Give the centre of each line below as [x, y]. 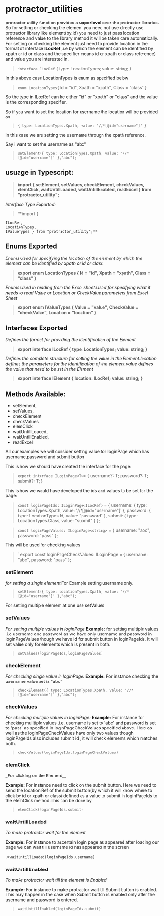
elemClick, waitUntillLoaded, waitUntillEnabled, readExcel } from [84, 189]
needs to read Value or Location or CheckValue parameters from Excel [77, 293]
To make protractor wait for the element [46, 832]
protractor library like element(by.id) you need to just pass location [72, 33]
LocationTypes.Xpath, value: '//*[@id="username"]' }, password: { [84, 511]
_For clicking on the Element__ [36, 775]
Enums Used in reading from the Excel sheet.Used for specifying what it [78, 287]
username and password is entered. [42, 900]
